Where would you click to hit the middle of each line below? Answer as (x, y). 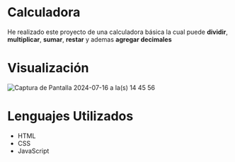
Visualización (48, 68)
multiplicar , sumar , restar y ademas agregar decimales (90, 39)
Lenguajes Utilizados (70, 116)
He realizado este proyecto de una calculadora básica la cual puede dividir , (118, 32)
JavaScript (33, 151)
